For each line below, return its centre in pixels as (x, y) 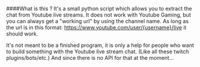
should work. (22, 34)
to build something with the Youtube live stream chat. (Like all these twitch (98, 52)
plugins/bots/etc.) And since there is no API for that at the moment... (90, 58)
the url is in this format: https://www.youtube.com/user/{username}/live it (96, 27)
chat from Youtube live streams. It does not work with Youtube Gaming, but (99, 15)
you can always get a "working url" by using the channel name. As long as (98, 21)
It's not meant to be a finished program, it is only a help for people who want (100, 45)
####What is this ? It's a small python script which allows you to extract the (99, 9)
